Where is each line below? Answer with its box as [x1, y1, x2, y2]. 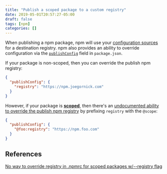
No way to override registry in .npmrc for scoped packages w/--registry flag [5, 163, 162, 169]
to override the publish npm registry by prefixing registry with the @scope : [5, 108, 157, 114]
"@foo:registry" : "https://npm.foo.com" [14, 127, 99, 132]
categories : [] [5, 26, 37, 31]
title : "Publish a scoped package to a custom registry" [5, 7, 126, 12]
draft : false [5, 16, 32, 21]
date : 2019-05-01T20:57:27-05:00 [5, 12, 75, 17]
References [5, 150, 42, 158]
